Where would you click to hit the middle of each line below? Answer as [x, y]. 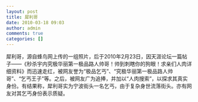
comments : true [25, 34]
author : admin [24, 28]
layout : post [22, 11]
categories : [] [25, 39]
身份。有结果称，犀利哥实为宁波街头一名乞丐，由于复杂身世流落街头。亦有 [96, 86]
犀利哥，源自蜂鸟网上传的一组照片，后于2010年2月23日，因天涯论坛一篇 [94, 56]
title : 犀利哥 [22, 17]
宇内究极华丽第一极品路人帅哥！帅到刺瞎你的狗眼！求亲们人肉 [112, 64]
